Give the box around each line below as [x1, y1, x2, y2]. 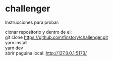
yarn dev [5, 45, 23, 51]
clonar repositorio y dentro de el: [5, 29, 72, 35]
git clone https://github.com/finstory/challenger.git [5, 34, 108, 40]
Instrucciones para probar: [5, 19, 59, 25]
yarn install [5, 39, 28, 45]
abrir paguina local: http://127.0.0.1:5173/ [5, 50, 87, 56]
